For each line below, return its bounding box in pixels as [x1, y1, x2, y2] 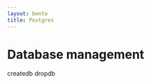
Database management [7, 47, 145, 62]
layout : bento [7, 10, 48, 17]
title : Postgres [7, 17, 54, 24]
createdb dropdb [7, 69, 55, 78]
